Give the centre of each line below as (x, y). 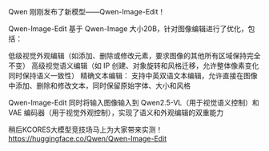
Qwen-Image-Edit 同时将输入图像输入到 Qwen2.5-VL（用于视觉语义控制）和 (134, 103)
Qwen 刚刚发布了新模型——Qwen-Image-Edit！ (87, 12)
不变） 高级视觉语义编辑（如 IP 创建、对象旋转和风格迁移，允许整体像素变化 (134, 66)
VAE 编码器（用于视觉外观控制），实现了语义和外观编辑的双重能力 (116, 113)
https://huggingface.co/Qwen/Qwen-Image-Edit (88, 139)
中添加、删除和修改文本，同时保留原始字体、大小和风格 (99, 85)
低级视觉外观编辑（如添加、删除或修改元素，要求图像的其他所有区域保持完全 (134, 56)
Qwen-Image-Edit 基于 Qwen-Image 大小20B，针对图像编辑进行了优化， (128, 29)
